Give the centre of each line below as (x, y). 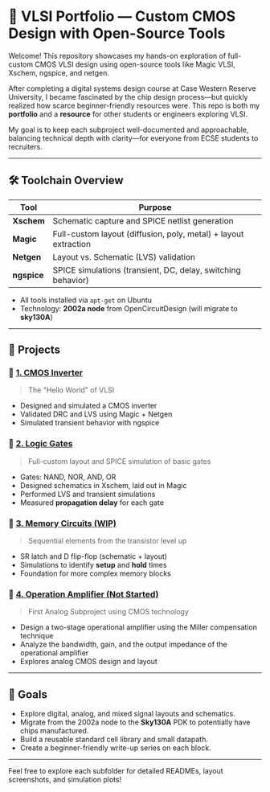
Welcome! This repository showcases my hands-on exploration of (117, 55)
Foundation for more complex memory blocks (95, 573)
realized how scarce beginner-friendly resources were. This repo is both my (134, 105)
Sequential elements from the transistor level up (107, 541)
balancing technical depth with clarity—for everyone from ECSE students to (133, 138)
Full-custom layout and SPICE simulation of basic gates (119, 461)
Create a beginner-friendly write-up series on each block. (115, 748)
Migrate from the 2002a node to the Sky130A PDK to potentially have (135, 722)
